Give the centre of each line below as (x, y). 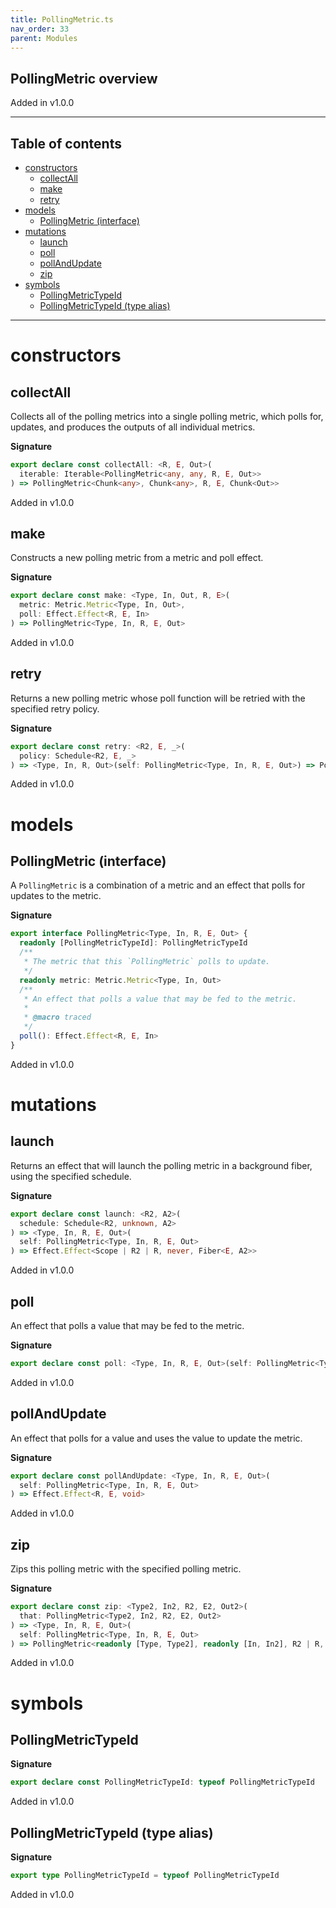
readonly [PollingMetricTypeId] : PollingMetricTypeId (133, 943)
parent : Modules (44, 38)
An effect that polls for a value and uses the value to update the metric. (156, 1438)
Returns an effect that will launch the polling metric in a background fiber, (161, 1165)
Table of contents (66, 143)
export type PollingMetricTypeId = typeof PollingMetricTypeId (145, 1876)
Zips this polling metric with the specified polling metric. (126, 1569)
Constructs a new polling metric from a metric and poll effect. (137, 558)
